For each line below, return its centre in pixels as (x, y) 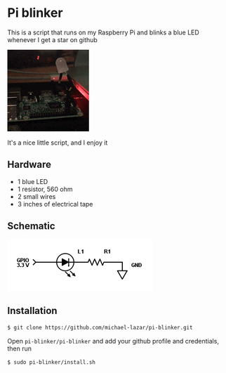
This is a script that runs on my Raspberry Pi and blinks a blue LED (104, 32)
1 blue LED (33, 181)
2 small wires (36, 196)
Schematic (31, 226)
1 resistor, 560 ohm (45, 189)
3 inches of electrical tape (55, 204)
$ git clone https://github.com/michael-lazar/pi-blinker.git (100, 328)
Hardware (29, 165)
